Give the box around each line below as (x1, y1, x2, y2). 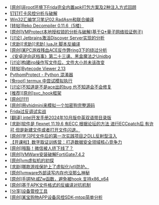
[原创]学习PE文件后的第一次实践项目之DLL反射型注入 (9, 133, 117, 139)
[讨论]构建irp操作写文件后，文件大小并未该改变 (9, 59, 105, 65)
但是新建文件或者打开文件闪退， (15, 127, 80, 132)
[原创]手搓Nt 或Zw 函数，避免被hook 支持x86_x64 (9, 176, 109, 181)
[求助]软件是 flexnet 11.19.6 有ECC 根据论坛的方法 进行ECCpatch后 (9, 121, 144, 127)
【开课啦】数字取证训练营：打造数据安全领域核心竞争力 (9, 139, 122, 145)
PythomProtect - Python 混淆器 (9, 72, 73, 77)
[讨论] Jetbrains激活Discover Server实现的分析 (9, 35, 105, 41)
